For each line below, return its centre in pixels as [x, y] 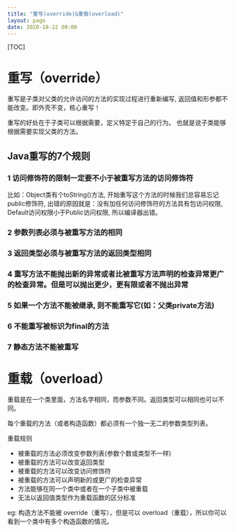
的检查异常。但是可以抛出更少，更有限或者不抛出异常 [98, 284]
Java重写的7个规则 [49, 156]
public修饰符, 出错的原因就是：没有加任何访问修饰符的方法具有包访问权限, [115, 203]
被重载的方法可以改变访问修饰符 [64, 471]
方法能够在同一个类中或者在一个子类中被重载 [83, 489]
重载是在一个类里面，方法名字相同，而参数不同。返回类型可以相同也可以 [113, 400]
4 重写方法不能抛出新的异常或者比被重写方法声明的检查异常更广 [116, 274]
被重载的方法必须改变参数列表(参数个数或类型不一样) [94, 453]
